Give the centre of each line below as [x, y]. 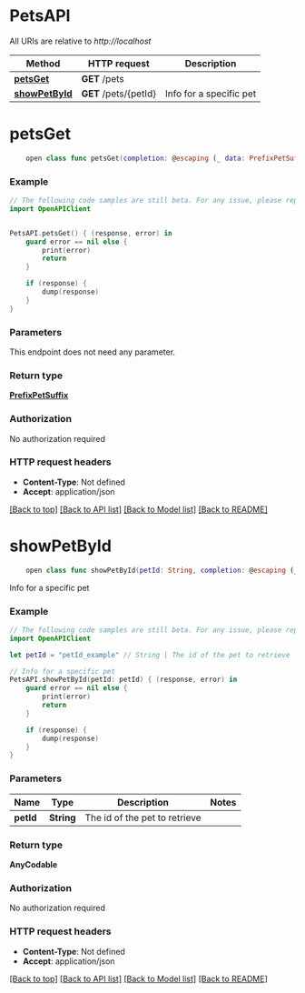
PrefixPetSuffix [39, 396]
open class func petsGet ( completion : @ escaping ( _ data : [136, 158]
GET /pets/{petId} [119, 94]
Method [43, 63]
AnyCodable [34, 864]
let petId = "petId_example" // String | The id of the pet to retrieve [150, 655]
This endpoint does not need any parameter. [92, 352]
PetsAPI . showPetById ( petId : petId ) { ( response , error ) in [123, 680]
